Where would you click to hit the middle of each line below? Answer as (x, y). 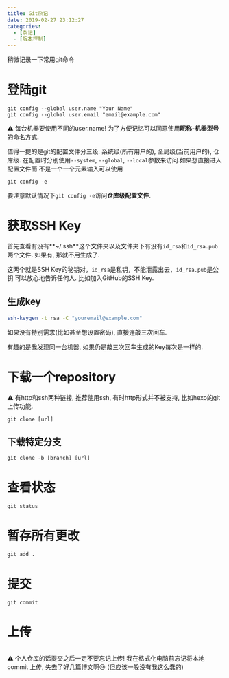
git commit (23, 603)
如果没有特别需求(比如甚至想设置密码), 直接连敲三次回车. (87, 332)
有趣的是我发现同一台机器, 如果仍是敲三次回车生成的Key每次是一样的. (105, 347)
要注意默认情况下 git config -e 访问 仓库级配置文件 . (79, 195)
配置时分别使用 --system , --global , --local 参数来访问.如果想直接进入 (125, 160)
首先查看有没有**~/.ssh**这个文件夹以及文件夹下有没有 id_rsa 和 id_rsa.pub (112, 246)
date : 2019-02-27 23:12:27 (46, 20)
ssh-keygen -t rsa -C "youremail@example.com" (75, 318)
